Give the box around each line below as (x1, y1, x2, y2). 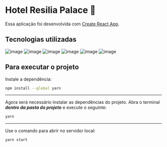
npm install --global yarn (5, 85, 61, 91)
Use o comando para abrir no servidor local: (5, 128, 96, 134)
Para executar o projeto (5, 63, 79, 72)
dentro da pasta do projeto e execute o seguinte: (5, 104, 107, 111)
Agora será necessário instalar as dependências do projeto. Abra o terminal (5, 99, 160, 105)
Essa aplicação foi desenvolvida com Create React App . (5, 21, 120, 27)
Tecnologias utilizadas (5, 35, 77, 44)
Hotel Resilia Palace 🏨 (5, 4, 96, 16)
